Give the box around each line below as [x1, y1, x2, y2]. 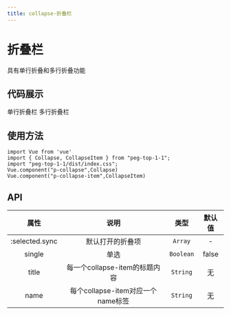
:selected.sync [10, 236, 58, 245]
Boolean [169, 250, 195, 258]
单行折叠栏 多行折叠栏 [7, 108, 69, 116]
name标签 [97, 296, 130, 305]
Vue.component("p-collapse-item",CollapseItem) [7, 173, 146, 180]
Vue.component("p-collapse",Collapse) [7, 167, 118, 174]
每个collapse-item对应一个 [69, 286, 157, 295]
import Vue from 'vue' [7, 149, 72, 156]
